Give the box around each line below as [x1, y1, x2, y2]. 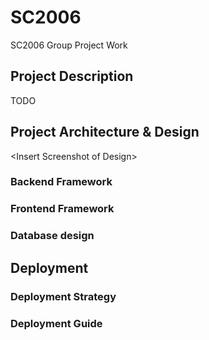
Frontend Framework [10, 202, 115, 216]
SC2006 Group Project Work [10, 39, 128, 51]
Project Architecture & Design [10, 124, 200, 141]
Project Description [10, 68, 134, 85]
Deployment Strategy [10, 289, 117, 303]
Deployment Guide [10, 316, 103, 330]
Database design [10, 229, 95, 243]
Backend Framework [10, 175, 113, 189]
